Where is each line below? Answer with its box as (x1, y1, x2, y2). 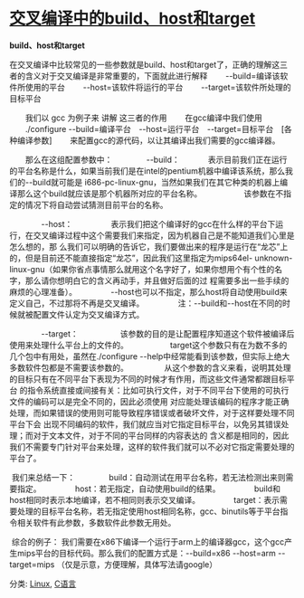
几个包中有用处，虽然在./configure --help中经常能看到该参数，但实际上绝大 (9, 350, 290, 362)
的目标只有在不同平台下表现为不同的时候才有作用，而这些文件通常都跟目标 (9, 373, 287, 384)
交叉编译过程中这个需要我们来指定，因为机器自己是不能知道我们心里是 (33, 230, 295, 241)
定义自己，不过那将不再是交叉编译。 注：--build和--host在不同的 (9, 298, 283, 308)
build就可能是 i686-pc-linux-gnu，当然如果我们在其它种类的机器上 (32, 176, 280, 187)
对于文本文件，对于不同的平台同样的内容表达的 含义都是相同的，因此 (33, 430, 290, 441)
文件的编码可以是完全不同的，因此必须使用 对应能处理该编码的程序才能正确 (9, 395, 290, 407)
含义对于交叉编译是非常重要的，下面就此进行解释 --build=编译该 (24, 70, 280, 81)
